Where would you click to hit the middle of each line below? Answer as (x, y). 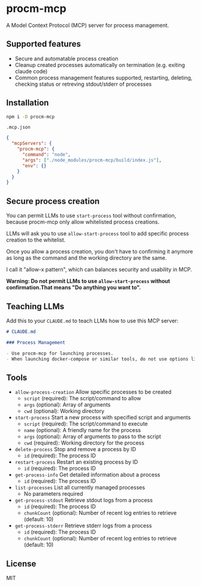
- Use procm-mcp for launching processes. (60, 353)
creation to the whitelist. (36, 240)
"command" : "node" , (46, 155)
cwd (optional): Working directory (64, 411)
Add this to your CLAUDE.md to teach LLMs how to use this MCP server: (92, 321)
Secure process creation (53, 201)
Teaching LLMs (35, 306)
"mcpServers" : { (32, 144)
